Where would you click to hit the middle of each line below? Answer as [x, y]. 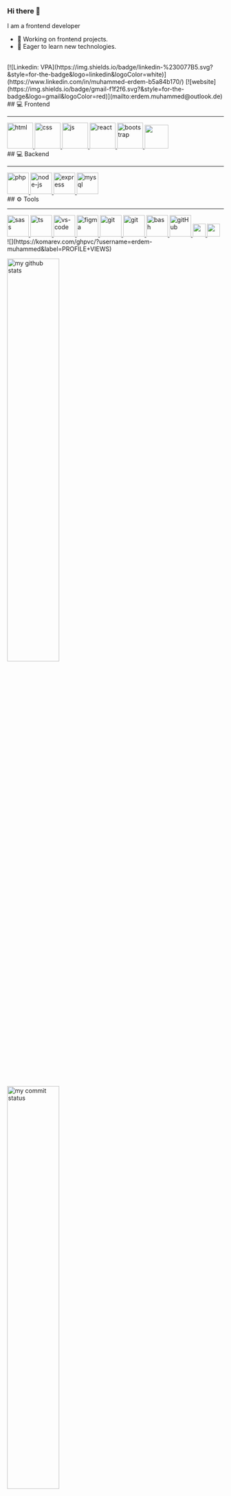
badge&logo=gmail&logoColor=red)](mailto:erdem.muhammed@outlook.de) [115, 96]
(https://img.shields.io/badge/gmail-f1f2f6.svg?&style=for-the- [96, 89]
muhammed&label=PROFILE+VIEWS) [59, 249]
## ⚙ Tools [23, 199]
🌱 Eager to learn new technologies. [67, 47]
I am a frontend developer [44, 26]
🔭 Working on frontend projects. [63, 39]
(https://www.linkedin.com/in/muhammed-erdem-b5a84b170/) [96, 82]
